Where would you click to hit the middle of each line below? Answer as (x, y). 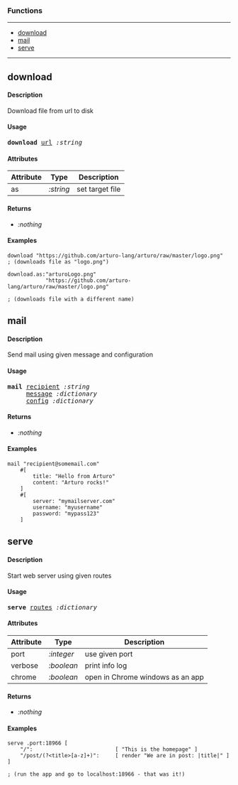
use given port (109, 654)
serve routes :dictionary (52, 607)
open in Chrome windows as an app (144, 677)
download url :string (45, 143)
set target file (99, 189)
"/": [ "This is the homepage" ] (109, 749)
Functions (25, 11)
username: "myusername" (68, 507)
